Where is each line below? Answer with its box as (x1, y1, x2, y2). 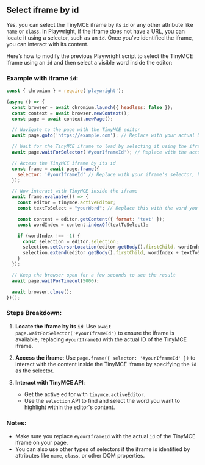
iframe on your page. (15, 439, 68, 447)
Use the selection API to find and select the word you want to (24, 397, 180, 404)
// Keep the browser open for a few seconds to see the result (12, 272, 176, 278)
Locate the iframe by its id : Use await (15, 322, 112, 330)
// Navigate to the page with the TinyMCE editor (12, 127, 140, 133)
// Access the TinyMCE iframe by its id (12, 160, 116, 166)
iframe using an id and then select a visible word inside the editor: (6, 59, 173, 66)
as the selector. (15, 367, 54, 374)
